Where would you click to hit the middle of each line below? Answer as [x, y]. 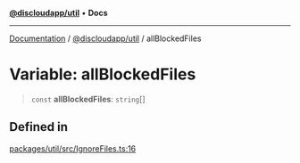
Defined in [39, 127]
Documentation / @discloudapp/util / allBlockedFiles [105, 38]
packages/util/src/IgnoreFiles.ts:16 [73, 148]
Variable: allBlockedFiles [103, 74]
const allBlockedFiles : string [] [88, 99]
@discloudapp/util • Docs [59, 13]
